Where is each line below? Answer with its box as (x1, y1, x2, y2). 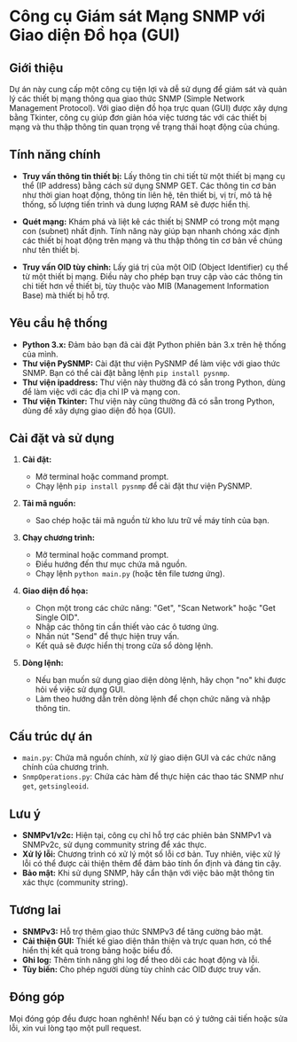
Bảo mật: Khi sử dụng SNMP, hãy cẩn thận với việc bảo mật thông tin (21, 867, 275, 879)
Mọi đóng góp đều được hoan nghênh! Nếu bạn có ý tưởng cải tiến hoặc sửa (9, 1013, 288, 1023)
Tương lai (9, 903, 61, 918)
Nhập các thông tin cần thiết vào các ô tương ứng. (35, 622, 219, 632)
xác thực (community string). (21, 877, 129, 888)
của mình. (21, 349, 59, 359)
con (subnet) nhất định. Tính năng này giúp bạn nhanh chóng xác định (21, 225, 280, 236)
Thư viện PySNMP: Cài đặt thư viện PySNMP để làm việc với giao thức (21, 357, 281, 369)
